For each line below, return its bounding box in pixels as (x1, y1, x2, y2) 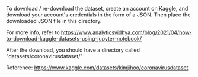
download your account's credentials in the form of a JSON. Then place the (6, 11, 191, 18)
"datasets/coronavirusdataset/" (6, 53, 83, 59)
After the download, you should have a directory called (6, 46, 140, 53)
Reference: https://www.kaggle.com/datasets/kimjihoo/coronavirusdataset (6, 64, 189, 71)
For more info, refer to (6, 29, 60, 36)
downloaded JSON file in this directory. (6, 18, 102, 24)
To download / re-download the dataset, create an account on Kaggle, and (6, 5, 189, 12)
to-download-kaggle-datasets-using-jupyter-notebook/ (6, 35, 142, 42)
